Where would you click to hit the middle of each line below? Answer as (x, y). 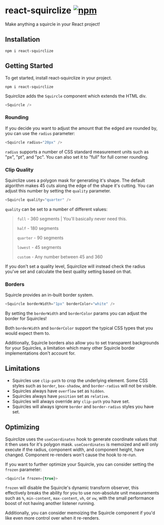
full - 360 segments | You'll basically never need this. (72, 219)
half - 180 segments (38, 228)
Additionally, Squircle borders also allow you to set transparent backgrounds (82, 343)
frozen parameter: (23, 470)
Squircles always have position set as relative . (60, 396)
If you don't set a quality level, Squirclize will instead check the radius (75, 266)
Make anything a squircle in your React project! (53, 24)
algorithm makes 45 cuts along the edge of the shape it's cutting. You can (80, 185)
